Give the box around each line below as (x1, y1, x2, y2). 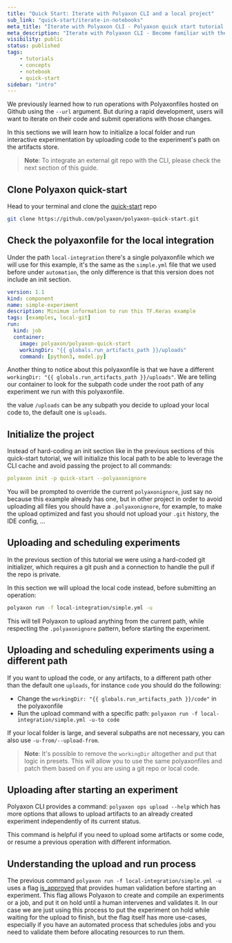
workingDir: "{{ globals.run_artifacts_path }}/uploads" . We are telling (7, 373, 217, 381)
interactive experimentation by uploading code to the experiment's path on (7, 136, 220, 144)
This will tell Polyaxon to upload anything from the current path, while (7, 617, 204, 625)
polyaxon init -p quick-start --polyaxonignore (7, 475, 147, 482)
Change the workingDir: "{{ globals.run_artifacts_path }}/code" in (17, 694, 217, 703)
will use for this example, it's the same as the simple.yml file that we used (7, 261, 216, 269)
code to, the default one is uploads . (7, 408, 107, 416)
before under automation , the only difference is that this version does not (7, 267, 214, 276)
